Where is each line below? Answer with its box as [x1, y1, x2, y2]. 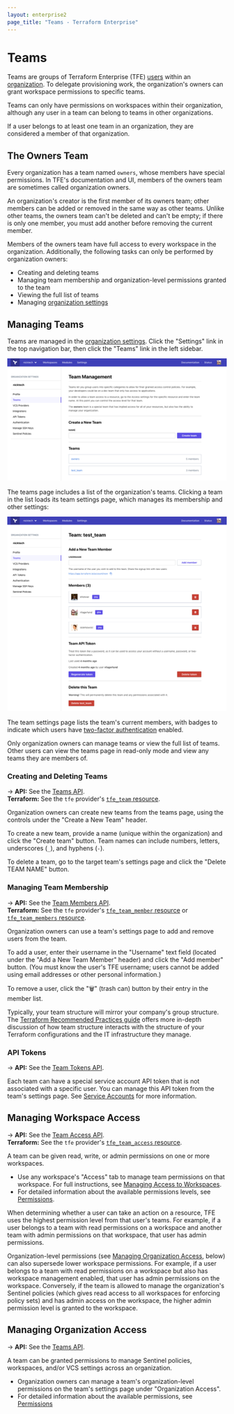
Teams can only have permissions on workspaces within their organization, [7, 101, 224, 110]
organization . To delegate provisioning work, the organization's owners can [7, 80, 224, 89]
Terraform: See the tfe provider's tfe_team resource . [7, 794, 160, 804]
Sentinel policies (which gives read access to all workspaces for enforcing [7, 1289, 221, 1297]
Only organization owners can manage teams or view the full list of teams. [7, 739, 220, 748]
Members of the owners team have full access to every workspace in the [7, 240, 217, 248]
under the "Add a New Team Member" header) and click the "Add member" [7, 955, 224, 964]
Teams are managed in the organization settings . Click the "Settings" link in [7, 337, 224, 345]
